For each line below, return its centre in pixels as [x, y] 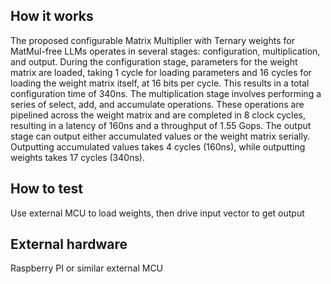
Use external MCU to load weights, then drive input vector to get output [157, 213]
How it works [52, 16]
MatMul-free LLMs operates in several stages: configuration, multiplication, [165, 51]
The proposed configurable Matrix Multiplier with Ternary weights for [152, 40]
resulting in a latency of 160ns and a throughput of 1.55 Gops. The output [161, 125]
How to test [46, 189]
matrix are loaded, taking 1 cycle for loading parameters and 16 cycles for [161, 72]
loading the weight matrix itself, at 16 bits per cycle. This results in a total [160, 83]
